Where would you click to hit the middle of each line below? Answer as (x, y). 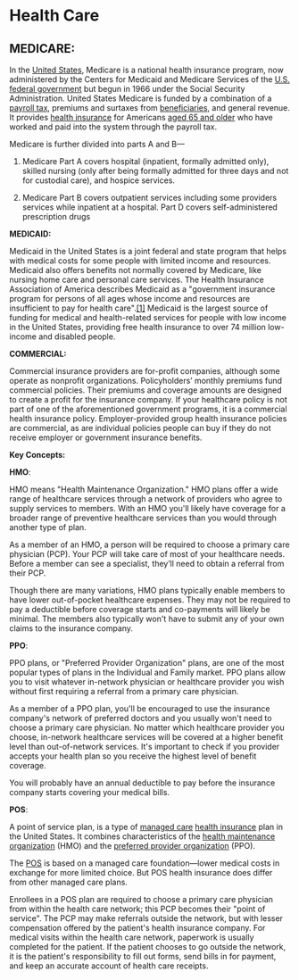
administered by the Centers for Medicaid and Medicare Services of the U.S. (149, 79)
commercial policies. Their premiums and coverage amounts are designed (146, 390)
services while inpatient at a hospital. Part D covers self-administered (150, 207)
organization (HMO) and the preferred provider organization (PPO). (133, 846)
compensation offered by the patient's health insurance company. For (137, 928)
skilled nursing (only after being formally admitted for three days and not (155, 171)
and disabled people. (77, 336)
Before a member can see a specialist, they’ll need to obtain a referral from (147, 564)
